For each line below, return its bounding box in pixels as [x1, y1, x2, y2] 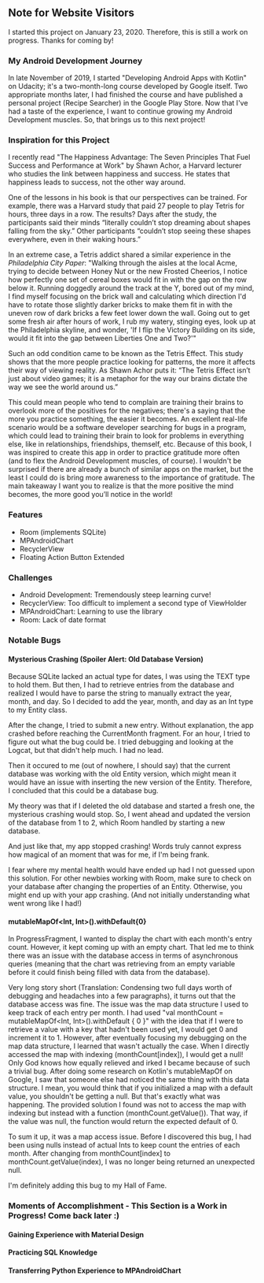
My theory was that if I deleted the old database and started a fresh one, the [8, 801, 255, 810]
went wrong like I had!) [8, 899, 82, 908]
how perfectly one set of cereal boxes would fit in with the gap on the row [8, 275, 247, 284]
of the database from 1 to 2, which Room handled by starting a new [8, 818, 225, 828]
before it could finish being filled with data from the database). [8, 968, 211, 977]
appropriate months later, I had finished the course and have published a [8, 90, 244, 99]
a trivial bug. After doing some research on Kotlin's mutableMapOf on [8, 1066, 233, 1076]
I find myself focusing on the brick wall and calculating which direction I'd [8, 291, 247, 302]
